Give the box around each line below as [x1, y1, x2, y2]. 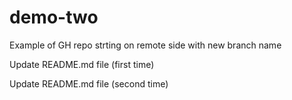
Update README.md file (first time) [9, 58, 155, 70]
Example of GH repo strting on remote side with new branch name [9, 39, 282, 51]
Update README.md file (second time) [9, 77, 169, 90]
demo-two [9, 6, 99, 29]
